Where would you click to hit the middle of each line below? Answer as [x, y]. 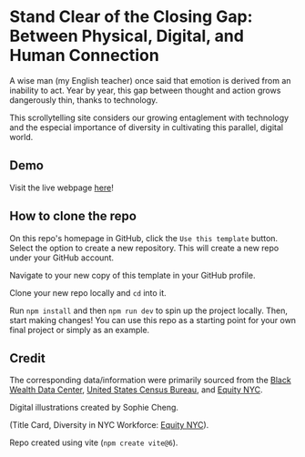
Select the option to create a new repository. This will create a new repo [144, 248]
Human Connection [84, 56]
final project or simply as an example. [80, 330]
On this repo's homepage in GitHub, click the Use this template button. [144, 238]
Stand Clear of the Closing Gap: [131, 17]
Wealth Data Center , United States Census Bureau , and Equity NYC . [136, 390]
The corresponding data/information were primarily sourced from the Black [150, 381]
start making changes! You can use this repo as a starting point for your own [153, 320]
